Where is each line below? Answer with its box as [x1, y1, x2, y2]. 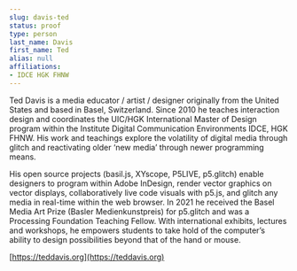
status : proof [9, 21, 62, 30]
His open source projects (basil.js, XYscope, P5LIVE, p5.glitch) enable [9, 168, 264, 179]
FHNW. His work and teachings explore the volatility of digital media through [9, 132, 288, 143]
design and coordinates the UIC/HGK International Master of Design [9, 113, 257, 124]
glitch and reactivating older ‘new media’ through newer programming [9, 142, 264, 152]
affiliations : [9, 63, 62, 72]
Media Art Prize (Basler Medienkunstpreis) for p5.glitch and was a [9, 205, 250, 217]
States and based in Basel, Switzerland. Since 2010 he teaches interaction [9, 104, 280, 115]
